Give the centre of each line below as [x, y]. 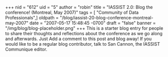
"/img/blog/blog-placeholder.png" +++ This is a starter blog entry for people [84, 28]
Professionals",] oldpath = [32, 18]
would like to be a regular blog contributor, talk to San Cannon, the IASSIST [83, 44]
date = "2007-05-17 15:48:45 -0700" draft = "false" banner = [93, 23]
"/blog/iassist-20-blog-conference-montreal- [107, 18]
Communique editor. [26, 49]
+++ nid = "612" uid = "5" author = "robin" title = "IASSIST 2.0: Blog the [79, 7]
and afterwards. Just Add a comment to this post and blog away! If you [78, 39]
